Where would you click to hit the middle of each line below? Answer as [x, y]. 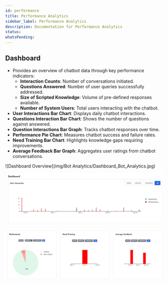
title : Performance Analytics [37, 16]
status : [13, 32]
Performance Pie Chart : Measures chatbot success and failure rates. [84, 135]
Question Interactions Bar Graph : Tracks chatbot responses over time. [86, 129]
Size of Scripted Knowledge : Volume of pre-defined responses [86, 97]
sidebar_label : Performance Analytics [46, 21]
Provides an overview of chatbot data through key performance [78, 70]
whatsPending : [20, 37]
